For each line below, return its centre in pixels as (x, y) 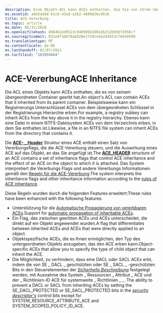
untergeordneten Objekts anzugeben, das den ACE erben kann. (75, 244)
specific (20, 249)
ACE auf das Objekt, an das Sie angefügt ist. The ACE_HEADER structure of (80, 153)
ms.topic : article (24, 23)
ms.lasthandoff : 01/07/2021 (33, 50)
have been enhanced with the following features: (54, 198)
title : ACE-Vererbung (27, 18)
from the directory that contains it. (39, 133)
